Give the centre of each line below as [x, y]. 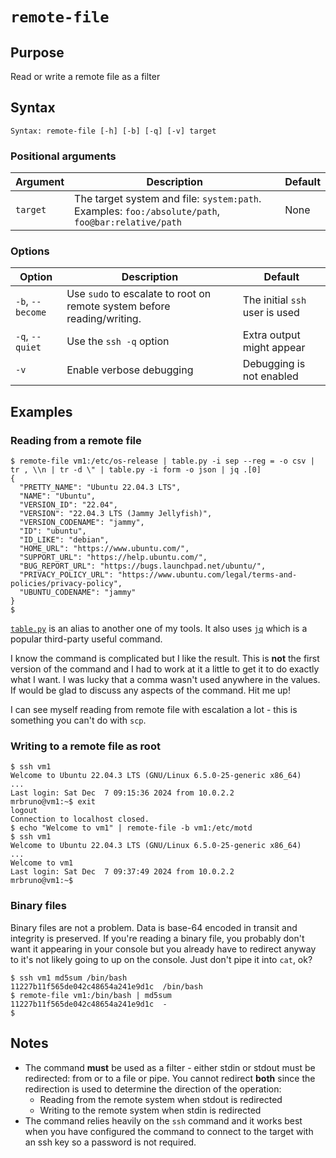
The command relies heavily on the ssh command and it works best [163, 1120]
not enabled [270, 376]
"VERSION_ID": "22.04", [68, 505]
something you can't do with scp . [78, 720]
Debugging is [274, 364]
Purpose [37, 52]
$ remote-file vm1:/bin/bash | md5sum [91, 995]
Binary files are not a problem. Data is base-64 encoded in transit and [154, 927]
